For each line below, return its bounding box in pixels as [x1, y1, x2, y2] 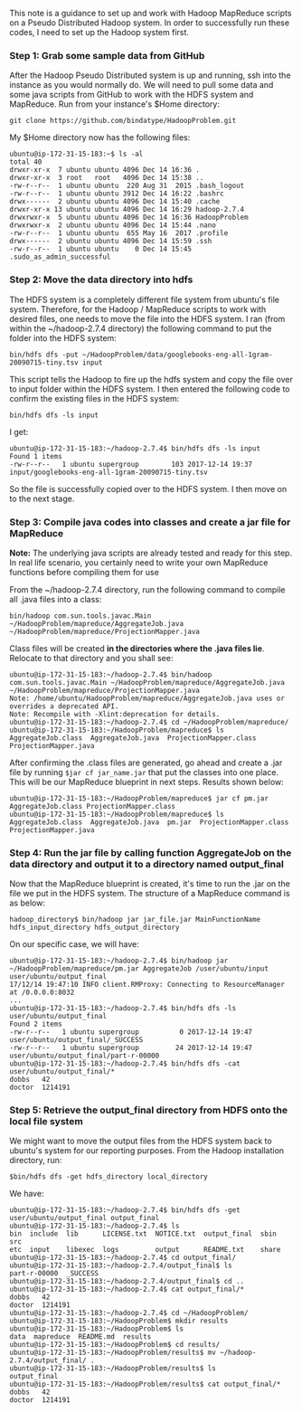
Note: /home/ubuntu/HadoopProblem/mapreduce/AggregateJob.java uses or [9, 694, 285, 703]
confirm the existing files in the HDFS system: [9, 393, 180, 403]
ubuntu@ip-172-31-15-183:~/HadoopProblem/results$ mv [9, 1348, 217, 1358]
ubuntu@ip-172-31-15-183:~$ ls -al [9, 149, 144, 159]
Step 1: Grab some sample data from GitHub [9, 49, 205, 62]
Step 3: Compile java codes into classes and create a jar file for [9, 516, 291, 528]
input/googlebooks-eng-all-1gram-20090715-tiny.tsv [9, 468, 208, 477]
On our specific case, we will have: [9, 939, 139, 950]
